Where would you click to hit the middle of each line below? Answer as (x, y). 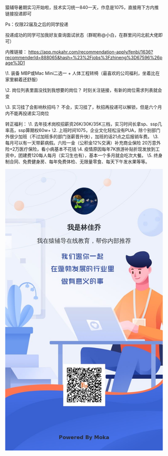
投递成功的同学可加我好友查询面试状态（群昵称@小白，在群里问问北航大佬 (82, 35)
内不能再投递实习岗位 (27, 113)
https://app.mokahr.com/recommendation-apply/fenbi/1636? (91, 52)
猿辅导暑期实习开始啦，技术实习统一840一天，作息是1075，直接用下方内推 (82, 7)
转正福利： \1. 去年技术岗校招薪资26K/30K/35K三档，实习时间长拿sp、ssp (81, 124)
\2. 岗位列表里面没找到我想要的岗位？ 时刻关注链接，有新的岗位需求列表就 (81, 90)
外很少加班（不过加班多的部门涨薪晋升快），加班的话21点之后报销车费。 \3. (82, 136)
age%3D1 (15, 63)
